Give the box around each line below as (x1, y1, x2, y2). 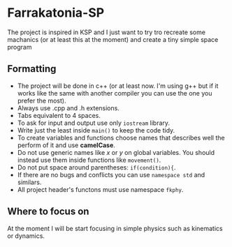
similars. (17, 178, 42, 186)
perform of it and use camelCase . (17, 141, 115, 149)
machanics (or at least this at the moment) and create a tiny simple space (7, 35, 219, 43)
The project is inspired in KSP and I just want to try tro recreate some (7, 28, 206, 36)
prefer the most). (17, 96, 66, 105)
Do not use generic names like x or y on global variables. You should (17, 148, 215, 156)
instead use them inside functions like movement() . (17, 156, 161, 164)
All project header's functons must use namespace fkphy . (17, 185, 184, 193)
